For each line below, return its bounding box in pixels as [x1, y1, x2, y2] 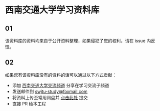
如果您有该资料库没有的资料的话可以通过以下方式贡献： [5, 72, 116, 78]
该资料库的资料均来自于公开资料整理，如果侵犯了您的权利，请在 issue [5, 38, 146, 44]
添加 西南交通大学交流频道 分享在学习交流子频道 [12, 82, 109, 88]
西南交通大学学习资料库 [5, 4, 100, 16]
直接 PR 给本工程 [12, 101, 46, 107]
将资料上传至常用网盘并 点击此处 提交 [12, 94, 88, 100]
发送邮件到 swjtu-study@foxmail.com [12, 89, 88, 94]
